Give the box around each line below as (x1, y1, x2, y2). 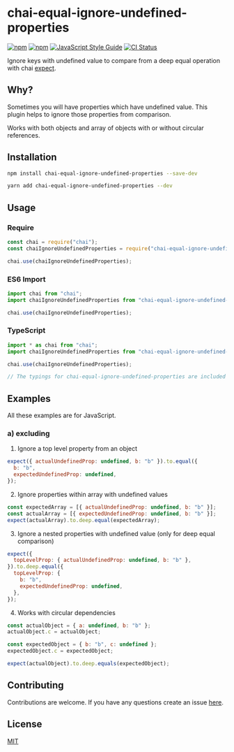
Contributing (7, 679, 64, 691)
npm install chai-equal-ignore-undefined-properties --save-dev (7, 170, 198, 177)
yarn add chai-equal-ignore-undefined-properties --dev (7, 182, 173, 189)
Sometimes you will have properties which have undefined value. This (7, 103, 208, 111)
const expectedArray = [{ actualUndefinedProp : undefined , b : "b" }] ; (7, 503, 217, 511)
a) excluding (7, 428, 50, 438)
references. (7, 131, 40, 139)
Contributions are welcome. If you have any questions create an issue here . (7, 697, 224, 707)
